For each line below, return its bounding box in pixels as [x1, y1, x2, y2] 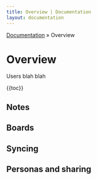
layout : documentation [6, 15, 64, 21]
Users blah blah [6, 72, 46, 80]
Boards [6, 123, 35, 133]
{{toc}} [6, 85, 24, 92]
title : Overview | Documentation [6, 9, 92, 15]
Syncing [6, 144, 38, 154]
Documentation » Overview [6, 31, 75, 38]
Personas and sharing [6, 164, 92, 174]
